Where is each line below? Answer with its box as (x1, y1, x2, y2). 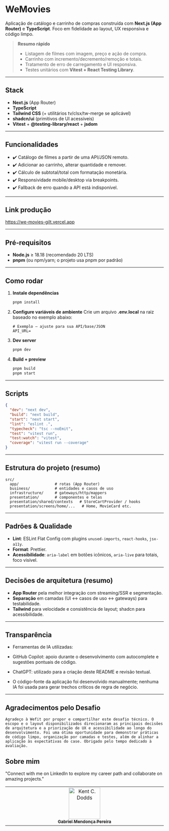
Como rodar (5, 276, 44, 285)
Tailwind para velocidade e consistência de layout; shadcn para (12, 606, 145, 612)
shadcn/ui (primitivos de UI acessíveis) (12, 115, 95, 122)
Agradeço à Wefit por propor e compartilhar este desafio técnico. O (5, 717, 154, 722)
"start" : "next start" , (10, 417, 59, 422)
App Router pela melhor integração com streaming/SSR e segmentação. (12, 590, 163, 596)
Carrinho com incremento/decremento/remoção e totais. (25, 56, 142, 62)
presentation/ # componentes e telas (10, 495, 102, 500)
